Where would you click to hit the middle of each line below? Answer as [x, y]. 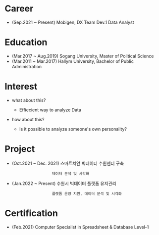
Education [26, 42]
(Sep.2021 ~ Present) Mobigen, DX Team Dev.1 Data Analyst [73, 22]
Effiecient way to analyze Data [50, 110]
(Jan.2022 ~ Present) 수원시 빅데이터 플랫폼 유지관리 [64, 183]
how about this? [28, 119]
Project [20, 149]
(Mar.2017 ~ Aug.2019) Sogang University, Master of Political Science [83, 56]
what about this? [29, 100]
